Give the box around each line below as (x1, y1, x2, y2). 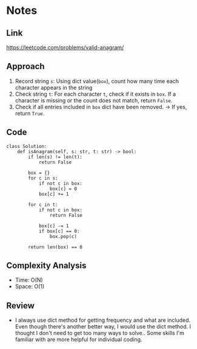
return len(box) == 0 (28, 244, 83, 250)
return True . (15, 110, 45, 117)
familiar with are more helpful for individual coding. (15, 336, 142, 343)
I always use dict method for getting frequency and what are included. (15, 316, 191, 324)
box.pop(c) (49, 233, 78, 239)
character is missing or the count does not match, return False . (15, 96, 173, 104)
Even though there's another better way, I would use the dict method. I (15, 323, 191, 330)
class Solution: (6, 143, 47, 149)
